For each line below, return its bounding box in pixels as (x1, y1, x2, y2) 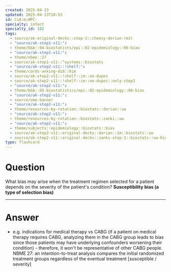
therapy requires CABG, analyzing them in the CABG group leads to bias (12, 234, 164, 240)
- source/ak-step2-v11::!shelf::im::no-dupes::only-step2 (10, 78, 136, 83)
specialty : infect (5, 21, 44, 27)
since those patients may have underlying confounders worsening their (12, 239, 162, 246)
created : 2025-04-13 (5, 7, 49, 13)
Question (5, 162, 45, 173)
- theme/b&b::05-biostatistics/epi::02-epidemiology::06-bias (10, 87, 145, 93)
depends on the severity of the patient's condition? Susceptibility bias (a (5, 184, 159, 190)
